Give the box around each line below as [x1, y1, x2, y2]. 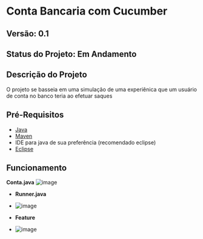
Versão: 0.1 [6, 29, 49, 39]
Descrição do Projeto [6, 70, 87, 80]
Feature [15, 214, 35, 221]
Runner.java [15, 190, 47, 198]
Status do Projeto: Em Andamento [6, 49, 137, 59]
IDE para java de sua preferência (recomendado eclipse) [15, 138, 156, 146]
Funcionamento [6, 163, 67, 173]
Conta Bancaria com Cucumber [6, 4, 168, 18]
